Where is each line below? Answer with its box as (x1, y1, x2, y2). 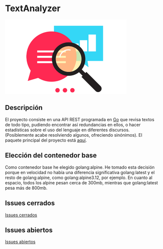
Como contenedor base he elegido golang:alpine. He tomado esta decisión (5, 164, 155, 170)
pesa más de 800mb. (5, 185, 48, 191)
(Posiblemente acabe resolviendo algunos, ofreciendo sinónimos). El (5, 132, 142, 138)
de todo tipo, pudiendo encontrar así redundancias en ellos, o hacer (5, 122, 141, 127)
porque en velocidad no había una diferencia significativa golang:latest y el (5, 169, 155, 175)
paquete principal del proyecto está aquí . (5, 137, 87, 143)
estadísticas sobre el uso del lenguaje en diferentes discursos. (5, 127, 130, 133)
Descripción (5, 104, 43, 112)
